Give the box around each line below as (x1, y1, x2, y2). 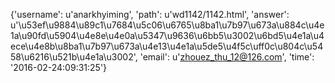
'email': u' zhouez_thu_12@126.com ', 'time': (139, 51, 315, 63)
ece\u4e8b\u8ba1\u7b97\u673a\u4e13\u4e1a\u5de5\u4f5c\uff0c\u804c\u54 (10, 40, 324, 52)
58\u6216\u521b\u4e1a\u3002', (10, 51, 138, 63)
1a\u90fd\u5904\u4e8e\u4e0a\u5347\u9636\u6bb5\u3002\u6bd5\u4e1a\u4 (10, 30, 325, 41)
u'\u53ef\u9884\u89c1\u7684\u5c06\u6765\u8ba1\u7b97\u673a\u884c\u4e (10, 19, 325, 31)
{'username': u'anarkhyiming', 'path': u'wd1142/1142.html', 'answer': (10, 9, 290, 20)
